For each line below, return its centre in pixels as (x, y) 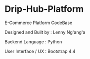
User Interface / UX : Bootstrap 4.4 (40, 51)
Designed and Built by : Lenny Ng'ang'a (45, 32)
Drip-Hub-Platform (44, 9)
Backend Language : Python (33, 42)
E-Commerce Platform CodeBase (39, 23)
